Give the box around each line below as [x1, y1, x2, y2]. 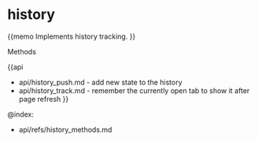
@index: [7, 109, 35, 119]
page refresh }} [18, 94, 69, 103]
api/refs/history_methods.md [18, 125, 112, 134]
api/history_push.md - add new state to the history [18, 77, 182, 87]
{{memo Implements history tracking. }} [7, 32, 136, 41]
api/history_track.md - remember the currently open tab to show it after [18, 85, 250, 95]
